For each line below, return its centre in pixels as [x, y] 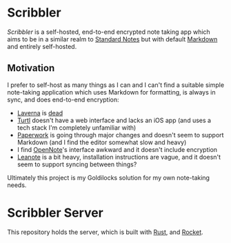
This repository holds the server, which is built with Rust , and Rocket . [105, 232]
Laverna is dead [40, 113]
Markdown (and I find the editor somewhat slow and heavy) [102, 142]
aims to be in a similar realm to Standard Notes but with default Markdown [112, 39]
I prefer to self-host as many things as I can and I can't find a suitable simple [116, 85]
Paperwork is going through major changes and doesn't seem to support [120, 135]
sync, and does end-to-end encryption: [63, 99]
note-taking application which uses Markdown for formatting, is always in [111, 92]
